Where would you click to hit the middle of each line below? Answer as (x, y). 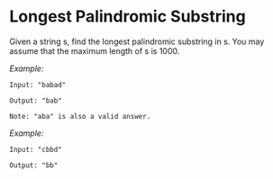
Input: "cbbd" (36, 149)
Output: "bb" (34, 165)
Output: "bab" (36, 101)
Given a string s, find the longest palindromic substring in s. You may (137, 41)
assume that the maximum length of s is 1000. (95, 50)
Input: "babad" (38, 85)
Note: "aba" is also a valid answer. (80, 116)
